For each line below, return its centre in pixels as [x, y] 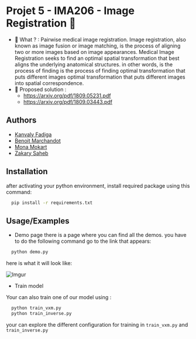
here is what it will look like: [39, 263]
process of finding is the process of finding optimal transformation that [100, 70]
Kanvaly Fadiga [33, 134]
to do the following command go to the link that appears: [83, 241]
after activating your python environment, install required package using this [98, 185]
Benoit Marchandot [38, 140]
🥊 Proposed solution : [40, 89]
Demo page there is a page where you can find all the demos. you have [100, 235]
